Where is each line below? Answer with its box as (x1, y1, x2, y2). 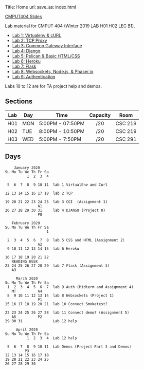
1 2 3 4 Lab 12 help (26, 335, 77, 340)
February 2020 (11, 221, 40, 225)
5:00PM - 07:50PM (38, 120, 85, 127)
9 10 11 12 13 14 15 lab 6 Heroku (7, 246, 79, 251)
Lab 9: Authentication (12, 74, 55, 79)
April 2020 (16, 327, 38, 332)
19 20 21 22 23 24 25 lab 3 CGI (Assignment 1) (5, 199, 108, 204)
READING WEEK (11, 259, 38, 264)
